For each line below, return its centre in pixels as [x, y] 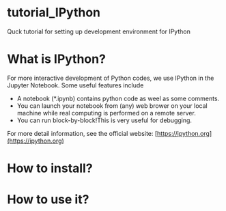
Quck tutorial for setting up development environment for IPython [99, 31]
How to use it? [48, 200]
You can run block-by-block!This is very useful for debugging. [104, 120]
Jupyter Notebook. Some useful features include [75, 85]
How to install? [50, 168]
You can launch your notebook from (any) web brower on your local [112, 105]
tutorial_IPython [54, 13]
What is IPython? [56, 59]
